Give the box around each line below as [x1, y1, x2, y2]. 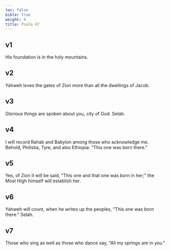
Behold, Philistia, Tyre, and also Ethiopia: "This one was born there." [5, 144, 148, 150]
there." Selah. [5, 212, 34, 218]
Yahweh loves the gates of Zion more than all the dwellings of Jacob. [5, 82, 150, 88]
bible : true [5, 12, 31, 17]
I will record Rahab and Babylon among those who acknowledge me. [5, 138, 149, 145]
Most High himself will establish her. [5, 178, 81, 184]
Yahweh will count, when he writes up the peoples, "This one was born [5, 206, 154, 212]
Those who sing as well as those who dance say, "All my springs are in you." [5, 240, 165, 246]
